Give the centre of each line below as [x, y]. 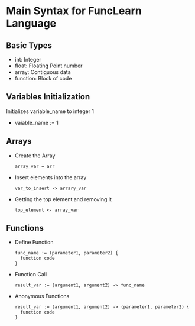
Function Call [31, 275]
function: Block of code [43, 78]
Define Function [34, 242]
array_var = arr [35, 166]
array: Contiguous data [43, 72]
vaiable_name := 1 [37, 122]
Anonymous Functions [42, 296]
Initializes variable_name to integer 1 [50, 111]
